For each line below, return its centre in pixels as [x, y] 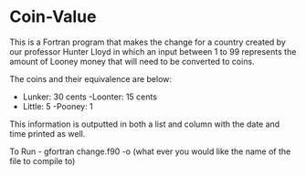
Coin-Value [53, 17]
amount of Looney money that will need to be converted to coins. [132, 61]
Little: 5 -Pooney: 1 [58, 106]
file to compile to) [42, 160]
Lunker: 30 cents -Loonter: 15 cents [90, 97]
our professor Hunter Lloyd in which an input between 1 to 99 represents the [153, 51]
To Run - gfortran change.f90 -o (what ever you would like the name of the [150, 151]
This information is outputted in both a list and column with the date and [145, 124]
